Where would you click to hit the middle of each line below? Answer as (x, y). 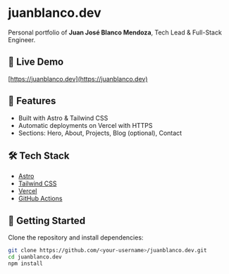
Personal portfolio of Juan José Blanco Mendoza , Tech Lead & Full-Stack (115, 32)
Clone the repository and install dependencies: (76, 237)
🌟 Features (32, 101)
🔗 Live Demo (36, 62)
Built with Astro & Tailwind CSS (63, 118)
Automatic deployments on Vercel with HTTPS (86, 125)
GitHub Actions (40, 199)
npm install (25, 263)
